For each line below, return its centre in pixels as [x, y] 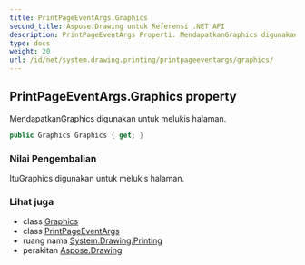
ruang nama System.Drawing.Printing [93, 240]
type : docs [30, 43]
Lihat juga [32, 201]
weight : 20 [30, 52]
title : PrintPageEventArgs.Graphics [79, 18]
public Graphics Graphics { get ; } [77, 135]
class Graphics [50, 221]
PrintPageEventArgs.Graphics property [123, 97]
